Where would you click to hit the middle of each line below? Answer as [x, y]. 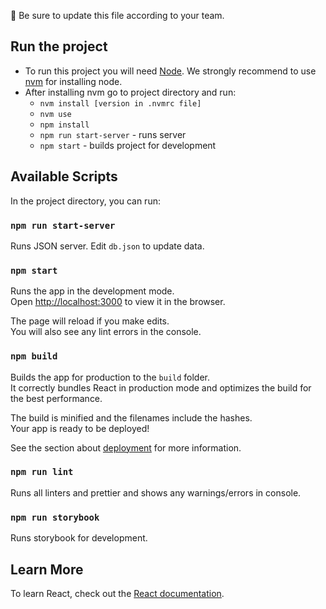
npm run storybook [55, 517]
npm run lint [42, 472]
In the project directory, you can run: [85, 201]
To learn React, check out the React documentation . [117, 593]
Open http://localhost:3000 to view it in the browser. [118, 302]
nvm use [55, 114]
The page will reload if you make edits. [90, 321]
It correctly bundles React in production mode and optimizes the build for [161, 387]
